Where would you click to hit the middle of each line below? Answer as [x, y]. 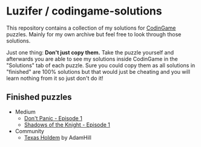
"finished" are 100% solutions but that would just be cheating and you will [98, 71]
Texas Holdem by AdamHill [58, 137]
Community [29, 131]
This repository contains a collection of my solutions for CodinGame [91, 28]
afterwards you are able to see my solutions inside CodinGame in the [92, 59]
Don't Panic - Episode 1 [53, 118]
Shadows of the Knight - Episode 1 [67, 125]
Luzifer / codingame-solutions [84, 11]
